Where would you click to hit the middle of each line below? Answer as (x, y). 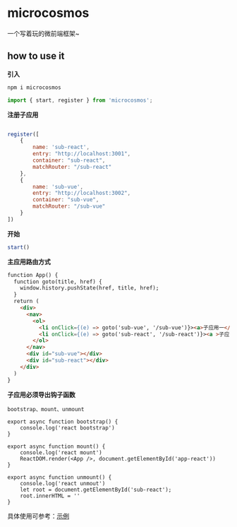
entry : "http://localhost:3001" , (82, 154)
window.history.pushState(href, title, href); (90, 288)
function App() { (33, 275)
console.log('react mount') (61, 452)
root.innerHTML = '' (50, 496)
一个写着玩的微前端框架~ (43, 33)
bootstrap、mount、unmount (46, 409)
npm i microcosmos (34, 87)
